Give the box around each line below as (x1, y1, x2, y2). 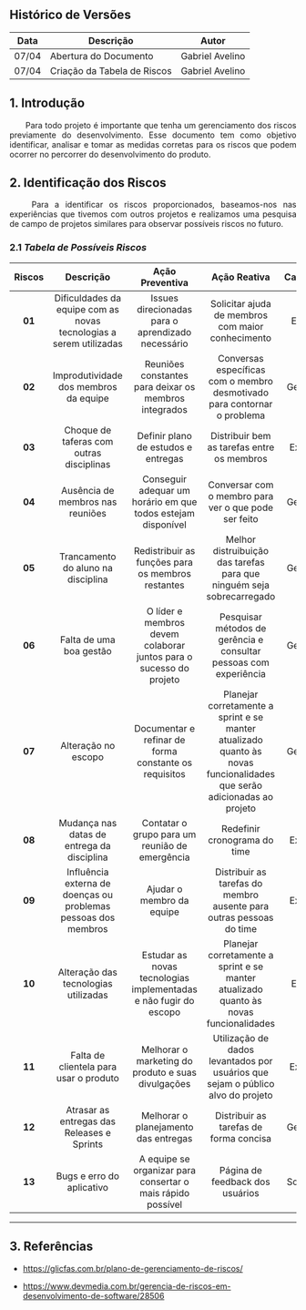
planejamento (135, 1121, 194, 1133)
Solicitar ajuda (210, 297, 271, 310)
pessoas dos (60, 911, 116, 924)
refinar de (143, 733, 186, 746)
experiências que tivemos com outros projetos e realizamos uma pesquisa (9, 209, 297, 220)
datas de (68, 828, 107, 841)
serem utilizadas (53, 337, 123, 350)
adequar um (138, 484, 191, 496)
